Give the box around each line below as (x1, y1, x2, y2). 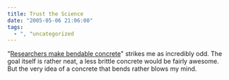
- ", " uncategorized (13, 30, 74, 38)
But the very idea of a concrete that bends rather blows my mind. (7, 64, 197, 73)
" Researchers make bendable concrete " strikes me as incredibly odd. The (7, 50, 223, 58)
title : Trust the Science (7, 10, 83, 18)
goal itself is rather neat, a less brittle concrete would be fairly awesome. (7, 57, 219, 66)
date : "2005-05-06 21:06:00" (7, 17, 93, 24)
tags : (7, 23, 23, 30)
